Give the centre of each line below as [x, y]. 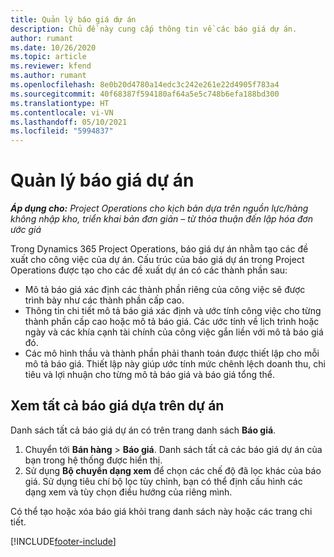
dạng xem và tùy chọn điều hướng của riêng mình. [128, 492]
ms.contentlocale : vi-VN [62, 112]
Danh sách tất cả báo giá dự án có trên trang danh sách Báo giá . [143, 430]
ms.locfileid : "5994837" [62, 131]
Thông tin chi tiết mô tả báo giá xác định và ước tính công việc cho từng [173, 311]
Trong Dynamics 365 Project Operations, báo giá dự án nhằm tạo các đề [159, 249]
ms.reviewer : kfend [51, 66]
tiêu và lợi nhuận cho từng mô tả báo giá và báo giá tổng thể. [150, 375]
